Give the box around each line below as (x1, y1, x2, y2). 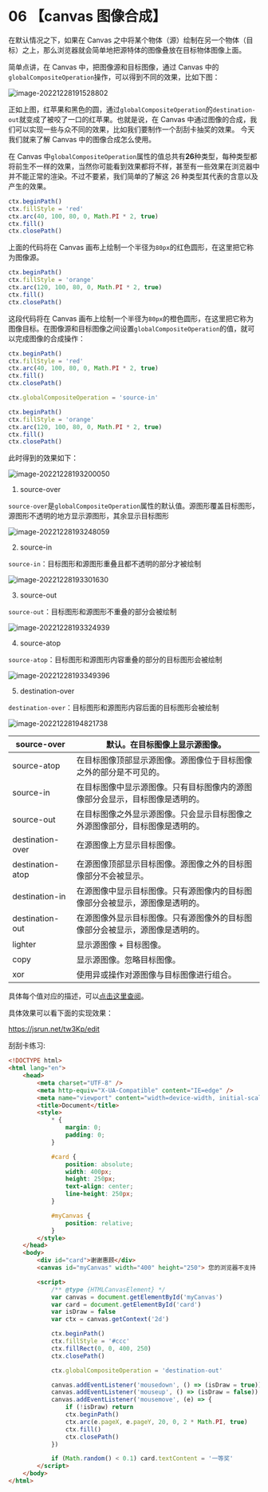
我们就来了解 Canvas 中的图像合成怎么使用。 (8, 134, 156, 144)
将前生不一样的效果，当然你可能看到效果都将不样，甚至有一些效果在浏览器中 (8, 161, 260, 171)
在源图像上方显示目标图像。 (76, 839, 181, 851)
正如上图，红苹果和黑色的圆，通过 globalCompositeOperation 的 (8, 105, 213, 114)
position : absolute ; (65, 1160, 134, 1169)
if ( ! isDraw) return (65, 1403, 134, 1411)
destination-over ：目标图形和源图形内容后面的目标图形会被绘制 (8, 703, 219, 712)
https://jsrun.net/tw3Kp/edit (8, 1024, 100, 1034)
